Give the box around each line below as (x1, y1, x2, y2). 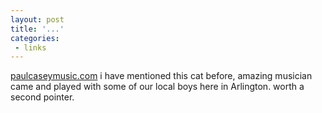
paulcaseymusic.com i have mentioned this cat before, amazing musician (10, 70, 313, 82)
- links (14, 42, 47, 53)
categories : (10, 33, 60, 43)
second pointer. (10, 91, 75, 103)
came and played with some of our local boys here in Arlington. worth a (10, 81, 305, 93)
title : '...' (10, 24, 65, 34)
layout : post (10, 14, 65, 25)
